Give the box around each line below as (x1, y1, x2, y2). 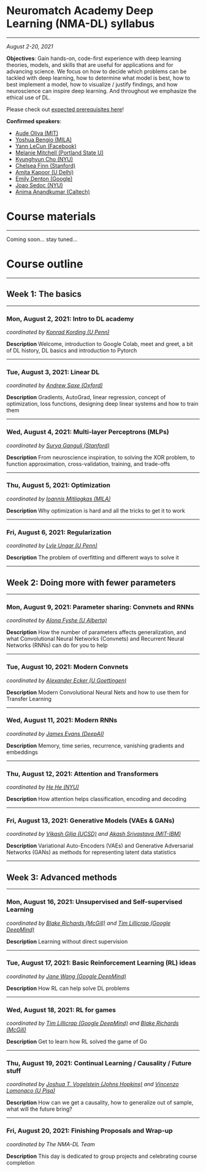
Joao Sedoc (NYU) (15, 182, 63, 189)
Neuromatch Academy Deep (6, 4, 154, 18)
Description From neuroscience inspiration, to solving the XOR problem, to (6, 453, 195, 461)
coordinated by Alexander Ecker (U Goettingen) (6, 676, 127, 684)
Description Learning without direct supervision (6, 938, 128, 945)
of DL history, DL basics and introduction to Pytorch (6, 347, 137, 354)
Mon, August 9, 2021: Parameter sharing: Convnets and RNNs (6, 602, 194, 611)
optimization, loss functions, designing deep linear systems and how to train (6, 400, 199, 408)
